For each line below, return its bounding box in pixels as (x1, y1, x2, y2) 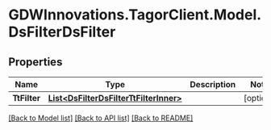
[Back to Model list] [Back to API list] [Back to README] (8, 113, 194, 123)
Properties (8, 55, 63, 69)
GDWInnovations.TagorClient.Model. (8, 6, 262, 24)
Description (190, 79, 236, 90)
